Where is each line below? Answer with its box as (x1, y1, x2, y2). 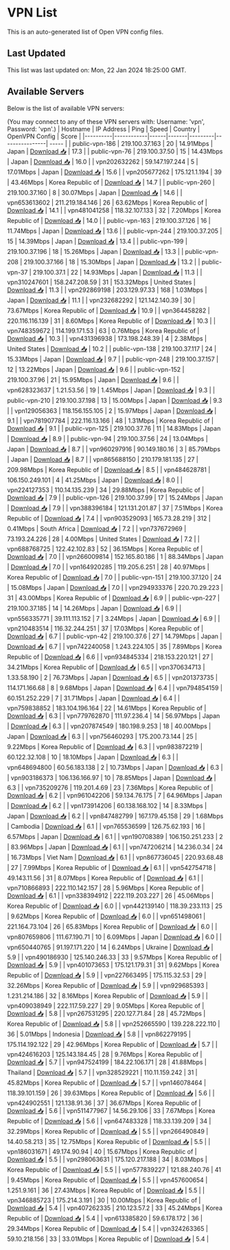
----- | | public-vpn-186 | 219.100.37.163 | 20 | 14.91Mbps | (49, 139, 213, 147)
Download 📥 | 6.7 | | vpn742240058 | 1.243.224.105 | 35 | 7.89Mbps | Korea (7, 642, 222, 650)
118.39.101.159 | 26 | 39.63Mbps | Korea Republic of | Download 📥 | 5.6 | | (7, 1089, 215, 1097)
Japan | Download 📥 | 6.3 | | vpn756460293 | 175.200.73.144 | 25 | (7, 732, 198, 741)
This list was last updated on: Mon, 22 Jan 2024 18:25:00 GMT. (7, 65, 187, 74)
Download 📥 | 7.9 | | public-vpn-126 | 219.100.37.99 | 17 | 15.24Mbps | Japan (7, 494, 223, 502)
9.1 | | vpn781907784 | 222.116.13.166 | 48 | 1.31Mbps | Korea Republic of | (7, 416, 214, 425)
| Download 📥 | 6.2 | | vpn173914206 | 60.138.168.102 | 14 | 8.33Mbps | (7, 801, 207, 809)
